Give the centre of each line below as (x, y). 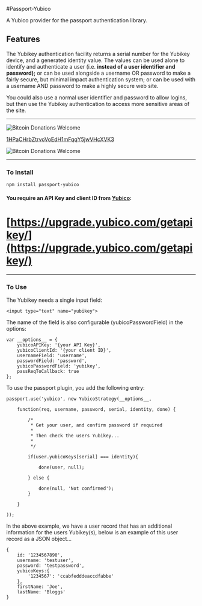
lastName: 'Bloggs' (41, 592)
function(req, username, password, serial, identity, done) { (96, 409)
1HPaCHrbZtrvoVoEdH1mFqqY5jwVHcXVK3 (60, 139)
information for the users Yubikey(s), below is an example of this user (92, 532)
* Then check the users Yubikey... (75, 436)
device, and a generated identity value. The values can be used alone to (96, 60)
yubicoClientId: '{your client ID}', (64, 350)
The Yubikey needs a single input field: (54, 300)
